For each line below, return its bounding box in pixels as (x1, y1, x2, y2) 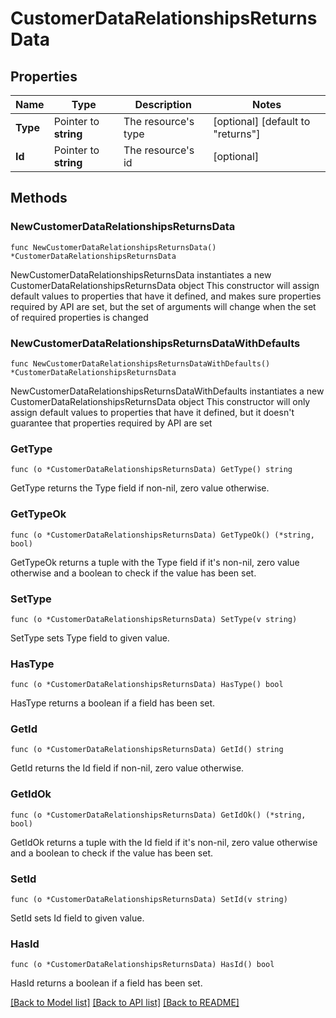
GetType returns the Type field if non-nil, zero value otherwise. (10, 482, 270, 494)
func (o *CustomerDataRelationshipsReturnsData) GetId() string (10, 745, 284, 755)
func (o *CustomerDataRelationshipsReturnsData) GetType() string (10, 465, 293, 475)
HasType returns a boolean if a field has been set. (10, 697, 216, 709)
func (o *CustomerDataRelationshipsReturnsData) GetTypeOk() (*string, (10, 530, 315, 540)
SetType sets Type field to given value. (10, 632, 170, 644)
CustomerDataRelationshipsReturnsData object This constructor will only (10, 395, 311, 407)
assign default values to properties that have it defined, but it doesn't (10, 406, 295, 418)
